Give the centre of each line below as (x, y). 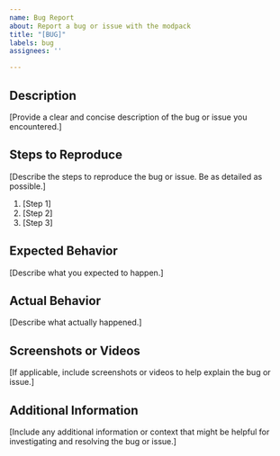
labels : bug (32, 43)
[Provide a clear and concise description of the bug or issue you (128, 117)
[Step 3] (37, 222)
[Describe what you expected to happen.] (86, 273)
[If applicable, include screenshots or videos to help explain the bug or (140, 372)
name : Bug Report (42, 18)
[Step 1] (36, 203)
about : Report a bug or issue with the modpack (100, 26)
